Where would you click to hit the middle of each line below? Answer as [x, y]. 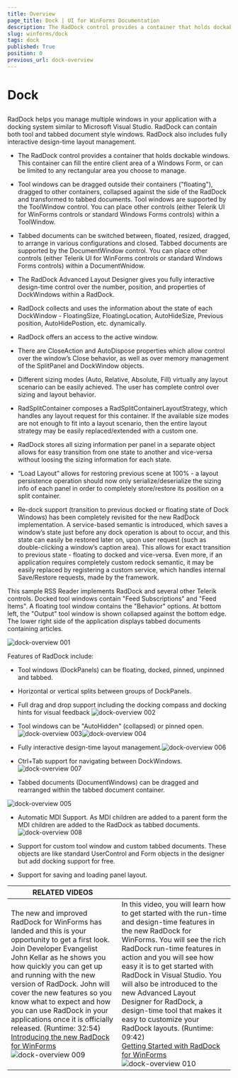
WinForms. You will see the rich [174, 940]
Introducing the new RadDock [60, 1037]
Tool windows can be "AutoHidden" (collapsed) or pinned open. [110, 726]
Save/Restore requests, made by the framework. [88, 577]
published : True [31, 47]
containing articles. [35, 629]
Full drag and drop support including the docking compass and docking [122, 705]
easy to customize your [160, 1019]
